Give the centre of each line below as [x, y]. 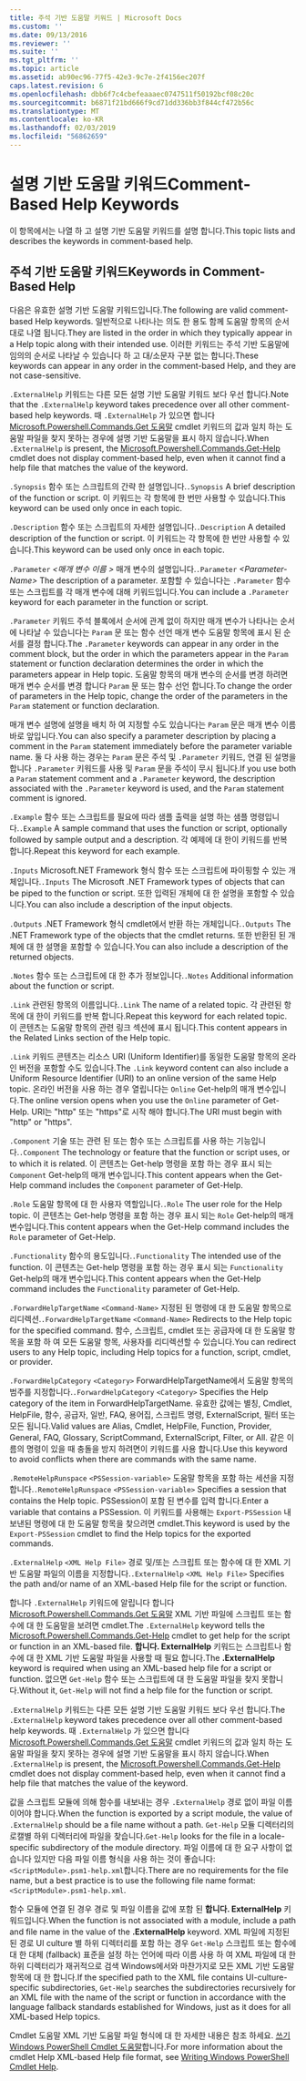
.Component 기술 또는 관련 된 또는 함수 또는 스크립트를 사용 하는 [122, 1141]
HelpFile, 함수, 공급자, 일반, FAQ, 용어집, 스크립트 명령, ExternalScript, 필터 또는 [153, 1414]
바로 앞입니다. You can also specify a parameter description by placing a [143, 735]
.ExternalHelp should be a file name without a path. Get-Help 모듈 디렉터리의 [152, 1824]
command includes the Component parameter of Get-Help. [136, 1184]
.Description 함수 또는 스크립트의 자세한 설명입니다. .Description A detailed [148, 527]
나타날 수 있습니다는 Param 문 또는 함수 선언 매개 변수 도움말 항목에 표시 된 [150, 632]
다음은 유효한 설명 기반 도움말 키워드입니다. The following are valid [128, 310]
